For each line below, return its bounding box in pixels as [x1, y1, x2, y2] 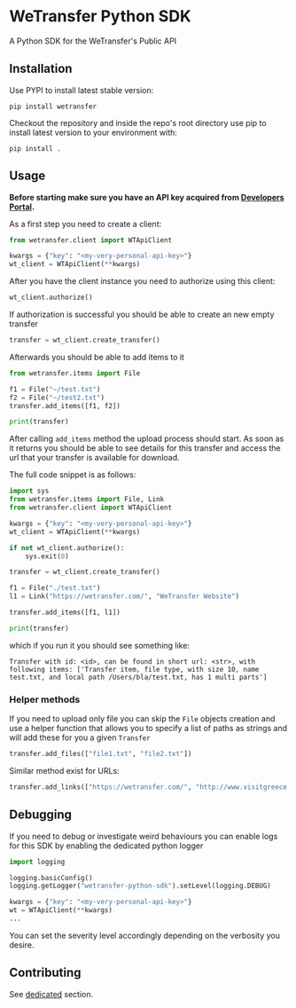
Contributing [9, 965, 82, 980]
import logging [9, 857, 66, 866]
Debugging [9, 807, 73, 823]
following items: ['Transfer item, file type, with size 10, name [9, 665, 260, 673]
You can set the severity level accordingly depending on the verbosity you [9, 930, 281, 941]
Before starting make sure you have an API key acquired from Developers [9, 192, 285, 202]
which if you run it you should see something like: [9, 640, 191, 650]
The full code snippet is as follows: [9, 469, 136, 480]
